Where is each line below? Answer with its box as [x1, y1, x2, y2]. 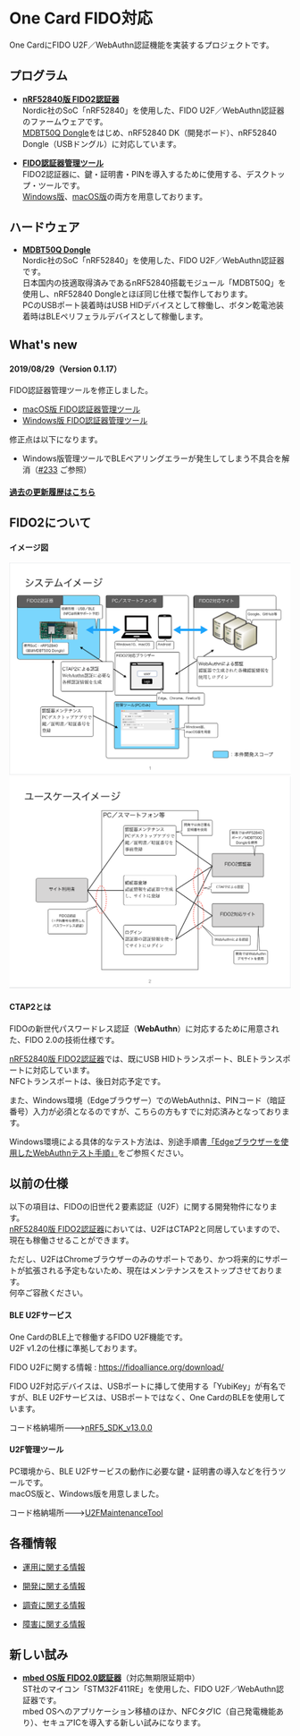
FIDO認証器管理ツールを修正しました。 [9, 385, 154, 396]
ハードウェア [9, 220, 80, 235]
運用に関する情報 [21, 1561, 86, 1572]
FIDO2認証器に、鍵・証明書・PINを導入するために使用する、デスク [21, 168, 270, 179]
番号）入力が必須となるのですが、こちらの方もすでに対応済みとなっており [9, 1106, 282, 1116]
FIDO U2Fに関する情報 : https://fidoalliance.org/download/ [9, 1362, 225, 1373]
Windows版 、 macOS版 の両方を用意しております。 [21, 191, 208, 201]
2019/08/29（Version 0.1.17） [9, 363, 122, 374]
